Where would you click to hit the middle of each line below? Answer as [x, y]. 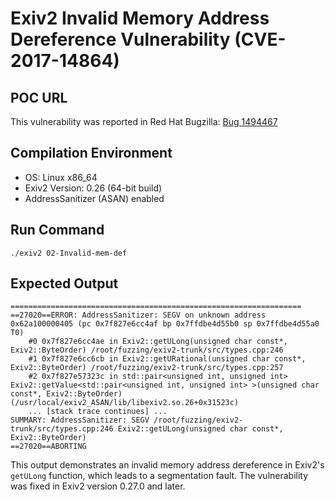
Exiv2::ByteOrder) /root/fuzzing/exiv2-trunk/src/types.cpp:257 [147, 368]
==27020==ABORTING [48, 447]
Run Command [57, 230]
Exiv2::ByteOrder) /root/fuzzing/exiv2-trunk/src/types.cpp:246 [147, 350]
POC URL [39, 97]
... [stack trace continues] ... [98, 412]
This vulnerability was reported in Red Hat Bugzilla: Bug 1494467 [144, 121]
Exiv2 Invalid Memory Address [140, 18]
